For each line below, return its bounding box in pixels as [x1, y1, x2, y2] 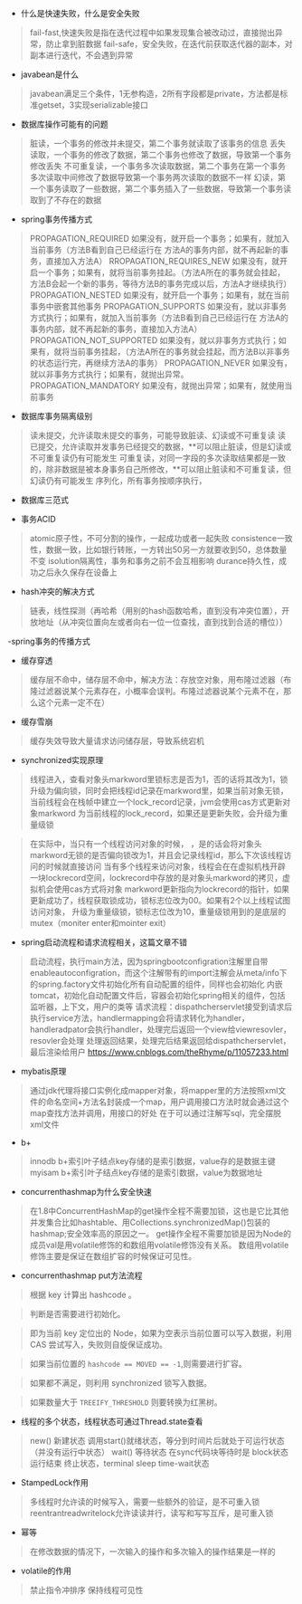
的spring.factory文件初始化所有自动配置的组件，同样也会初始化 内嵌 [29, 979, 283, 989]
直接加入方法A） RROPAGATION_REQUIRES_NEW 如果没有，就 [45, 256, 280, 266]
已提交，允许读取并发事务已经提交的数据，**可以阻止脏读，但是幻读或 [29, 442, 292, 452]
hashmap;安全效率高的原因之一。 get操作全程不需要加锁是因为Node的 [29, 1228, 292, 1238]
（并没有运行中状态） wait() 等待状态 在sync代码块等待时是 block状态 [29, 1446, 289, 1457]
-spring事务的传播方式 [7, 636, 91, 646]
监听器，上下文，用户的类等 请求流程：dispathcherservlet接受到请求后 [29, 1001, 293, 1012]
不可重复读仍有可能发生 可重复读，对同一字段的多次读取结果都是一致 [29, 453, 286, 463]
